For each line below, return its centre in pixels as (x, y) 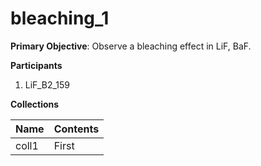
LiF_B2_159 (47, 84)
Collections (35, 104)
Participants (36, 65)
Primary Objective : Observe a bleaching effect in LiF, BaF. (131, 46)
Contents (76, 129)
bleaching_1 (60, 18)
